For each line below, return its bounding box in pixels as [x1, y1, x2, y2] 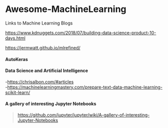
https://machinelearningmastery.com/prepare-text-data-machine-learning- [7, 84, 163, 90]
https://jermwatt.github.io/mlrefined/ [5, 44, 81, 50]
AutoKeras [5, 56, 29, 62]
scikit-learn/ [5, 89, 30, 95]
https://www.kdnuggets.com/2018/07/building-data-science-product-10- [5, 29, 156, 35]
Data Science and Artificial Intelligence [5, 67, 88, 73]
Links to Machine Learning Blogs [5, 20, 73, 26]
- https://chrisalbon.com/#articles [5, 78, 74, 84]
